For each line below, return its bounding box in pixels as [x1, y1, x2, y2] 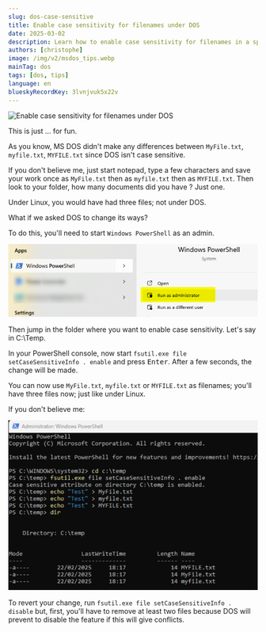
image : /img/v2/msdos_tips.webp [8, 55, 115, 63]
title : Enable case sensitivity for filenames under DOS [8, 21, 200, 29]
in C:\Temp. [8, 333, 46, 342]
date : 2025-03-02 [8, 29, 66, 37]
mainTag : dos [8, 63, 51, 71]
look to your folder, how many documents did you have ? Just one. [8, 182, 226, 192]
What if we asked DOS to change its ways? [8, 212, 148, 222]
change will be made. [8, 365, 78, 375]
